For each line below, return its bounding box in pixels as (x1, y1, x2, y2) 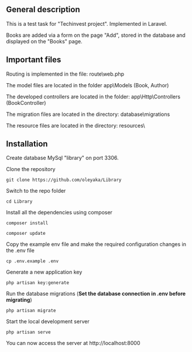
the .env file (6, 247, 35, 254)
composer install (6, 220, 49, 226)
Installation (6, 139, 48, 149)
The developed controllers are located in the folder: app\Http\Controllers (6, 93, 180, 100)
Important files (6, 55, 61, 65)
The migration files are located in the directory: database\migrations (6, 111, 170, 118)
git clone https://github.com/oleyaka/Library (6, 177, 122, 183)
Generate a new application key (6, 269, 83, 276)
